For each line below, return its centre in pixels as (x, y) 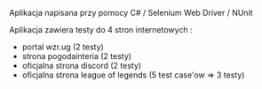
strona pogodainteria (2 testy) (76, 56)
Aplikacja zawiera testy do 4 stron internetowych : (101, 30)
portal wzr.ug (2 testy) (63, 47)
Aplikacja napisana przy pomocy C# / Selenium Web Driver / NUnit (131, 13)
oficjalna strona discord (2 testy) (82, 66)
